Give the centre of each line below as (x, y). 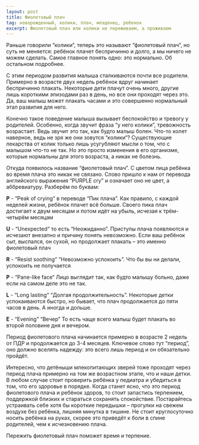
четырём (18, 217)
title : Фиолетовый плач (36, 17)
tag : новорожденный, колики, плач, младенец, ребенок (74, 23)
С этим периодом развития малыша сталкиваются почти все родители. (97, 75)
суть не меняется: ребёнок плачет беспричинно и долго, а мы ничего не (99, 52)
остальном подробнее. (36, 64)
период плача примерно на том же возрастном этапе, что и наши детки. (99, 374)
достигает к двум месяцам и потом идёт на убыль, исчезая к (84, 211)
